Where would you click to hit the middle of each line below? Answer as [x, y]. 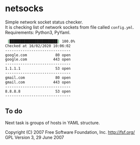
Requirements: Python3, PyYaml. [38, 32]
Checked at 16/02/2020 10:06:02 [38, 46]
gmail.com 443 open [38, 82]
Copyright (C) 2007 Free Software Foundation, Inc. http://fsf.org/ [70, 132]
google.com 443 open [38, 60]
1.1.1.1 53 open [38, 69]
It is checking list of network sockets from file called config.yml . [70, 27]
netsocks [24, 9]
